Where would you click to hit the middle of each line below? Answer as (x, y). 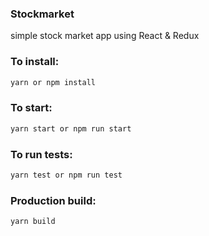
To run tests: (41, 154)
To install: (35, 62)
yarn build (33, 222)
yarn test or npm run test (66, 175)
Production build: (53, 200)
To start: (31, 108)
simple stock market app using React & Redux (105, 36)
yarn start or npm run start (71, 128)
